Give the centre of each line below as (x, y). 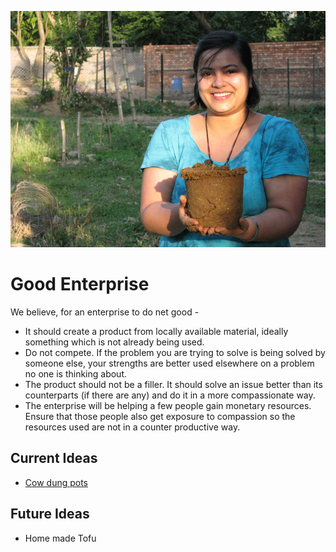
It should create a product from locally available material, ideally (156, 331)
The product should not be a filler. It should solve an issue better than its (173, 384)
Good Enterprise (80, 284)
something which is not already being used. (114, 342)
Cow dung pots (56, 482)
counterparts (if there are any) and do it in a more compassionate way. (170, 395)
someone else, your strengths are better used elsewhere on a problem (169, 363)
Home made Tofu (60, 538)
